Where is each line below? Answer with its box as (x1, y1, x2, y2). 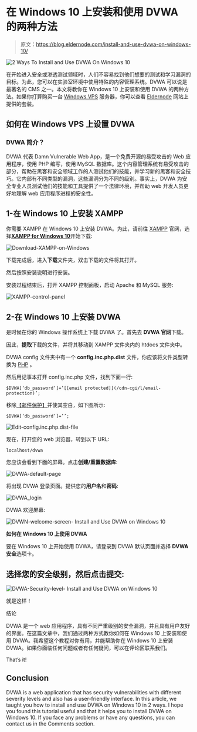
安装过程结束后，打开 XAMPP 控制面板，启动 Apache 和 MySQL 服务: (6, 281, 174, 289)
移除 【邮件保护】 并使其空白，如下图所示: (6, 402, 106, 409)
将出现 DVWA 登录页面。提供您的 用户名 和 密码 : (6, 482, 118, 489)
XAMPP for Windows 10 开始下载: (11, 233, 93, 240)
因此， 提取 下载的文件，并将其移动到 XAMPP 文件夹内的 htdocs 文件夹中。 (6, 341, 186, 348)
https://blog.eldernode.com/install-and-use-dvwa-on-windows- (36, 41, 191, 48)
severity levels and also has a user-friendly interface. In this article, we (6, 695, 177, 702)
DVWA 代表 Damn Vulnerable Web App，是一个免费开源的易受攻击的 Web (6, 153, 185, 160)
